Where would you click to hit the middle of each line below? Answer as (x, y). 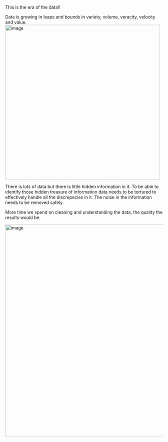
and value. (16, 22)
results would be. (23, 217)
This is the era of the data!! (33, 7)
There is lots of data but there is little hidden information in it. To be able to (82, 186)
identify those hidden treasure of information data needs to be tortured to (81, 192)
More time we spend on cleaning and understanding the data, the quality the (84, 212)
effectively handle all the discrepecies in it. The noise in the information (79, 197)
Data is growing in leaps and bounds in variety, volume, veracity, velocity (80, 17)
